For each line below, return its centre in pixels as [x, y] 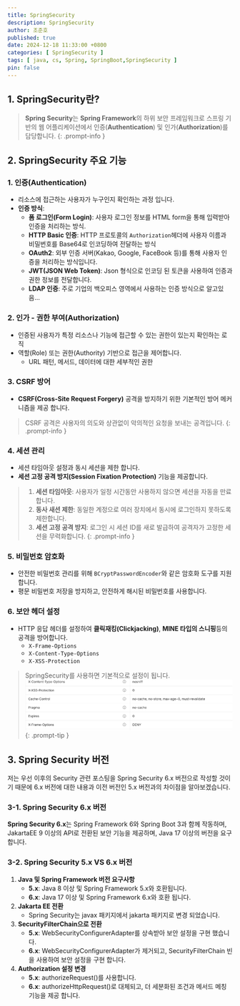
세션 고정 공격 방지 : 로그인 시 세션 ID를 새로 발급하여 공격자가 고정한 [129, 528]
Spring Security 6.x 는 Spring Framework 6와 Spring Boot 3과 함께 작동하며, [117, 824]
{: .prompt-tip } [47, 735]
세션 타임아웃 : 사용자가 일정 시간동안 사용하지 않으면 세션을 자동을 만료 [134, 492]
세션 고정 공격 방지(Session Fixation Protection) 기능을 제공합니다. [113, 477]
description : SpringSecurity [51, 22]
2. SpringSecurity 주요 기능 [67, 160]
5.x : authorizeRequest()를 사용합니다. [82, 977]
